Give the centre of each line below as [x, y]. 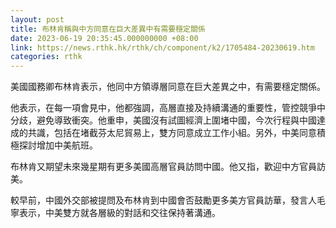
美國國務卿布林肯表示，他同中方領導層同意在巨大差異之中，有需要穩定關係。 [168, 87]
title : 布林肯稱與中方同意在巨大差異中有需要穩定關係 [108, 29]
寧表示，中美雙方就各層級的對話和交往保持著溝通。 [115, 213]
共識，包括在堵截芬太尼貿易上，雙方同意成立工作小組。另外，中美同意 [172, 133]
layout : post [37, 19]
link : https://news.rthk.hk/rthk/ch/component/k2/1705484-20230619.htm [162, 47]
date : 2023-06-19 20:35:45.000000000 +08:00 [104, 38]
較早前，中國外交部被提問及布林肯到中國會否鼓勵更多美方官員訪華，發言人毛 [168, 200]
